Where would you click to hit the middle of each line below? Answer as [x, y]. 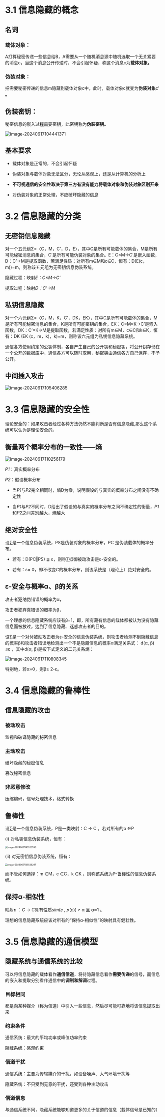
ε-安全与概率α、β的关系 [42, 587]
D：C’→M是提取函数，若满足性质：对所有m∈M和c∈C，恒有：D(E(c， [76, 261]
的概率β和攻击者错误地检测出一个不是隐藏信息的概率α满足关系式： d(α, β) [80, 643]
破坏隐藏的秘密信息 [25, 762]
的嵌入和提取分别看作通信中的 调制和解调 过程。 [52, 980]
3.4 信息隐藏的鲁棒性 [48, 690]
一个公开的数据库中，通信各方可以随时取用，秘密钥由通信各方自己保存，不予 [82, 353]
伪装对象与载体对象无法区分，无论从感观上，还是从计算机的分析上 [79, 174]
